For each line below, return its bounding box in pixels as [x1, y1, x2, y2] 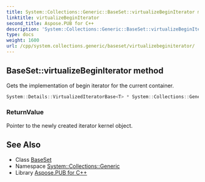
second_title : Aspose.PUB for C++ [6, 20, 95, 26]
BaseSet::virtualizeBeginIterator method [6, 65, 164, 76]
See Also [6, 140, 41, 150]
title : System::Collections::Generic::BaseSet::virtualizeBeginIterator [6, 9, 195, 15]
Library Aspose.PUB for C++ [15, 169, 87, 176]
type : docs [6, 32, 34, 38]
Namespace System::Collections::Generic [15, 162, 120, 170]
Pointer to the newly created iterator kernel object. [6, 122, 133, 129]
